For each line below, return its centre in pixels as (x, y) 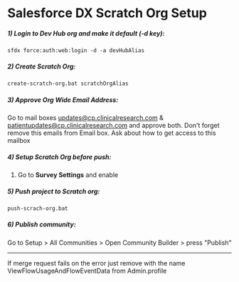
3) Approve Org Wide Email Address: (63, 100)
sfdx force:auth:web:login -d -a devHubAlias (76, 51)
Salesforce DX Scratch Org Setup (107, 13)
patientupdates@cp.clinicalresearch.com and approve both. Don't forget (113, 125)
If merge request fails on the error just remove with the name (96, 263)
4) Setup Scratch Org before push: (59, 157)
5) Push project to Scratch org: (54, 191)
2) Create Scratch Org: (42, 66)
